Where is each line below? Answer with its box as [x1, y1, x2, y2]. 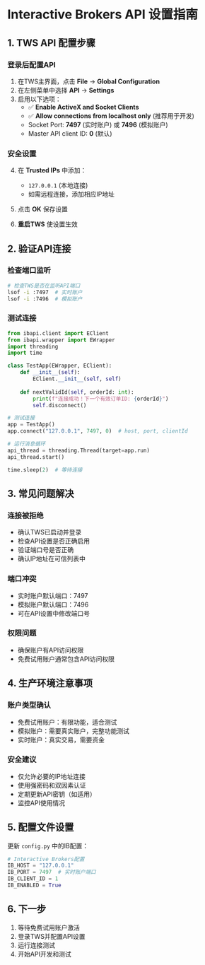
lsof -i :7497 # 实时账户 [7, 288, 83, 296]
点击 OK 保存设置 [17, 205, 69, 214]
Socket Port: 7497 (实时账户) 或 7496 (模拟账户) [28, 120, 168, 129]
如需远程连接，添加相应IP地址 [28, 190, 115, 199]
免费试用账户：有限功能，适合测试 [17, 718, 117, 726]
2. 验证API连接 [7, 242, 71, 255]
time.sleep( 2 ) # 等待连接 [7, 466, 83, 474]
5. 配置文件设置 [7, 821, 74, 834]
